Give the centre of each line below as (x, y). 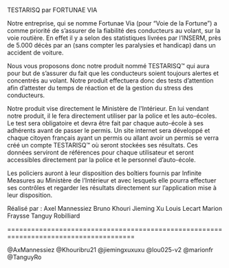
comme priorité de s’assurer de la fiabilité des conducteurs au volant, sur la (114, 31)
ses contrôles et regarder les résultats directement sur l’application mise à (112, 188)
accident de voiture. (35, 52)
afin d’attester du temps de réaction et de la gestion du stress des (100, 88)
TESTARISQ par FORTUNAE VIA (52, 10)
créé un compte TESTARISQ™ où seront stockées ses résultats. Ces (102, 145)
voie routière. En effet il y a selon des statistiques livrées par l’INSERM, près (114, 38)
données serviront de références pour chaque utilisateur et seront (100, 152)
